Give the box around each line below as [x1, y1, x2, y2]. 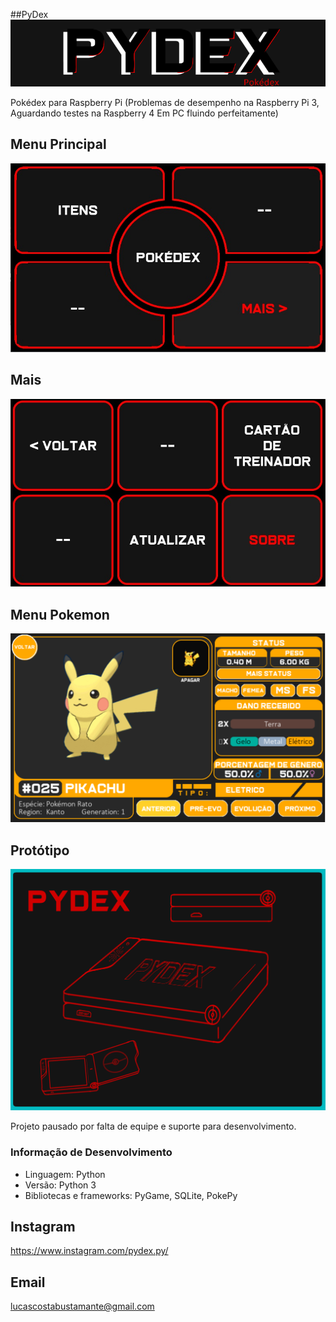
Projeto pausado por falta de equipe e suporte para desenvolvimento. [10, 1120, 297, 1133]
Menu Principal [10, 136, 107, 153]
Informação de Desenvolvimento [10, 1145, 173, 1159]
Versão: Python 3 [24, 1179, 97, 1191]
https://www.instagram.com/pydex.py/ [10, 1245, 169, 1257]
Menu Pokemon [10, 606, 110, 623]
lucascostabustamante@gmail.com [10, 1300, 155, 1313]
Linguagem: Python [24, 1168, 106, 1180]
